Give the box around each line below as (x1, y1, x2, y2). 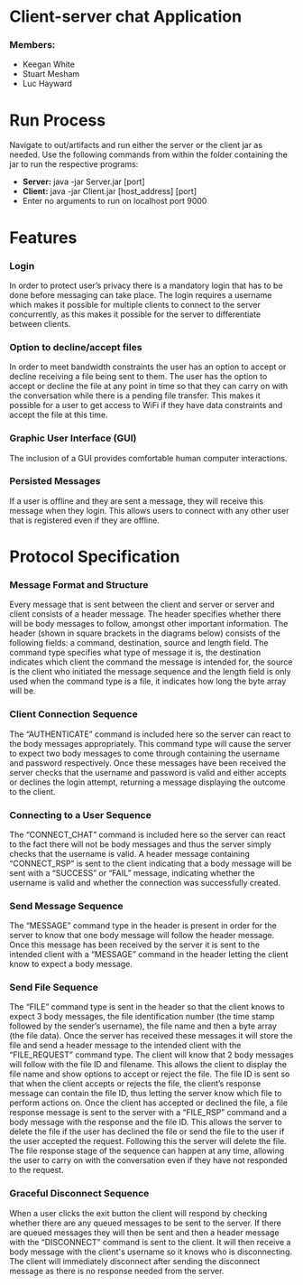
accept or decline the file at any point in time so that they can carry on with (9, 381, 289, 392)
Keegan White (22, 59, 75, 70)
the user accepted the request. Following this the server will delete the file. (9, 1136, 287, 1147)
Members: (9, 39, 56, 51)
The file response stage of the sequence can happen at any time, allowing (9, 1145, 285, 1157)
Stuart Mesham (22, 69, 80, 79)
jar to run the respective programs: (9, 159, 139, 170)
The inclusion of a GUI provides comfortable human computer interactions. (9, 452, 288, 463)
